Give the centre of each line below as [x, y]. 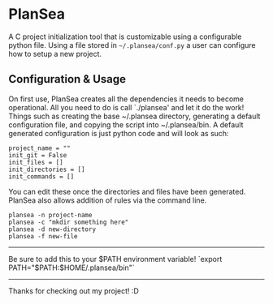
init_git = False [38, 155]
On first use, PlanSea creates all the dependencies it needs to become [126, 99]
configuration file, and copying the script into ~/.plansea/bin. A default [126, 124]
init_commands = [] [41, 176]
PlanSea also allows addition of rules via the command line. [108, 200]
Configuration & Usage [67, 79]
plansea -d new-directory [52, 229]
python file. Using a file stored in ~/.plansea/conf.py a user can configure [132, 45]
